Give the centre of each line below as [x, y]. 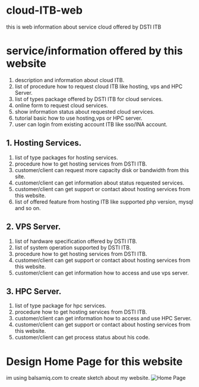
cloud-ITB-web [45, 10]
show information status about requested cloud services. [84, 111]
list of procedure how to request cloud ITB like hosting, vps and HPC [99, 86]
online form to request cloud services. [61, 105]
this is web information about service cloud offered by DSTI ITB [84, 27]
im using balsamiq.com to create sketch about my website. [78, 378]
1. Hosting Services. [44, 143]
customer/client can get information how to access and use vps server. [102, 273]
